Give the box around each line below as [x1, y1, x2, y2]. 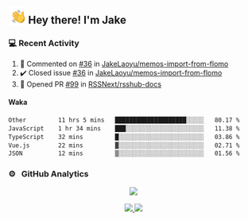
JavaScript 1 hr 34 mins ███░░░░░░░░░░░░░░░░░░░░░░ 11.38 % [8, 124, 240, 133]
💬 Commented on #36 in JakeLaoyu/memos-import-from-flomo [19, 59, 229, 68]
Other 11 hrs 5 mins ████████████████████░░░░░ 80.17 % [8, 116, 240, 124]
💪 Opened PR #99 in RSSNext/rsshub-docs [19, 79, 161, 89]
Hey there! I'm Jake [28, 14, 127, 27]
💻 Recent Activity [8, 38, 79, 49]
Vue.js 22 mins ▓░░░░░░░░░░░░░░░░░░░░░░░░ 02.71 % [8, 142, 240, 149]
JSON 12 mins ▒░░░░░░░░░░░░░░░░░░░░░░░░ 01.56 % [8, 149, 240, 157]
